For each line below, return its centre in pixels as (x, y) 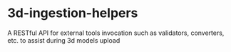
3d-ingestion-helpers (73, 13)
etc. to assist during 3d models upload (64, 40)
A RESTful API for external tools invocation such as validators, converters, (116, 33)
